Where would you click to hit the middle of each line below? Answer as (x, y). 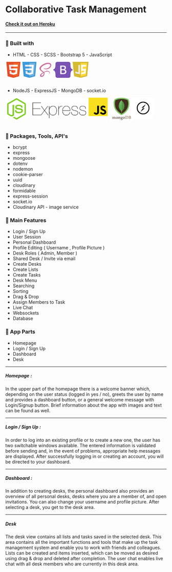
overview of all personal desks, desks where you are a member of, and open (86, 496)
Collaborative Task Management (76, 9)
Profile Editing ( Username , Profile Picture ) (59, 248)
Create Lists (25, 269)
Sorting (20, 291)
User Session (27, 237)
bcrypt (20, 147)
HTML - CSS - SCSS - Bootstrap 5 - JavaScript (62, 54)
